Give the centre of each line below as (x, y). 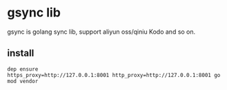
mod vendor (23, 81)
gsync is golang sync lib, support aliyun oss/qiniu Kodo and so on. (101, 32)
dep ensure (23, 69)
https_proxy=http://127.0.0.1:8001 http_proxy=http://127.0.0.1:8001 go (114, 75)
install (21, 53)
